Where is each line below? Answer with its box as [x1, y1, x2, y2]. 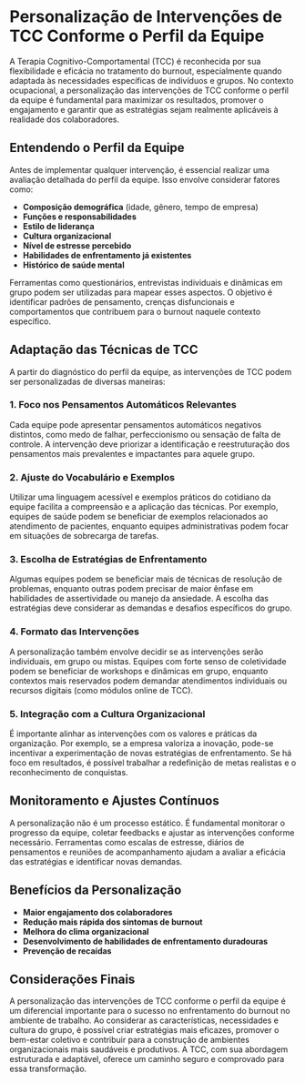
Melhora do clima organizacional [22, 926, 149, 936]
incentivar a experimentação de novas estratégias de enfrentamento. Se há [9, 748, 292, 759]
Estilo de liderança [22, 220, 95, 231]
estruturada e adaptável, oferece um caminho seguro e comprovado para [9, 1054, 285, 1065]
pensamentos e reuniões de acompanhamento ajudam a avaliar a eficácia [9, 846, 286, 857]
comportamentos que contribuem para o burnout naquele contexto [9, 306, 261, 317]
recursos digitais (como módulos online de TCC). [9, 684, 194, 695]
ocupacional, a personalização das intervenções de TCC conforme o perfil [9, 85, 290, 96]
